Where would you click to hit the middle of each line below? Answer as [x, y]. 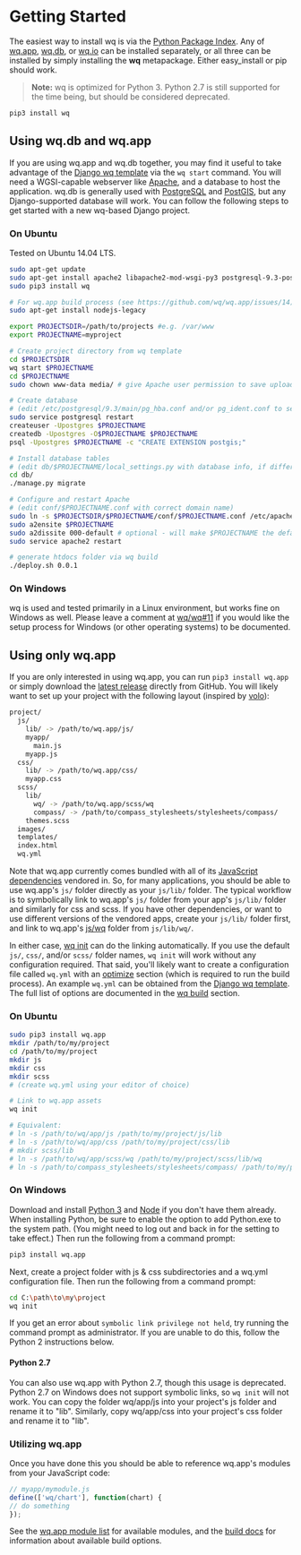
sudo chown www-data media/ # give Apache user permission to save [138, 384]
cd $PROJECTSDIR [39, 359]
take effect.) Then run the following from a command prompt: [122, 1238]
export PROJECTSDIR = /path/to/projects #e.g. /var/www [112, 327]
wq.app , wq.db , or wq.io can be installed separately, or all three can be [140, 50]
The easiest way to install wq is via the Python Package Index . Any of [137, 41]
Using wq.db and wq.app [81, 141]
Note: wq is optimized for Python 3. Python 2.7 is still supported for [155, 87]
